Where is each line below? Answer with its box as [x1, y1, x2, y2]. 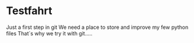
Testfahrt [6, 4, 52, 18]
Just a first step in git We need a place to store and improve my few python [6, 24, 189, 31]
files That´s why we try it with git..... [6, 29, 93, 37]
